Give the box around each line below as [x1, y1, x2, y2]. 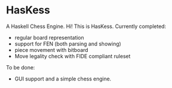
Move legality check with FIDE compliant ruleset [14, 52, 130, 59]
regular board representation [14, 34, 84, 41]
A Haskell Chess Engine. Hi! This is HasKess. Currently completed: [6, 23, 167, 30]
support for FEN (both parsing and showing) [14, 40, 122, 47]
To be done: [6, 64, 35, 71]
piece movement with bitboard [14, 46, 89, 53]
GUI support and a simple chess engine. [14, 75, 112, 82]
